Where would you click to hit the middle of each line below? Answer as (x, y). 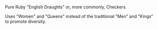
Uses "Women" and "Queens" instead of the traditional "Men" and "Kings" (79, 16)
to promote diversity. (26, 22)
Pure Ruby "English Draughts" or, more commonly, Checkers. (66, 7)
